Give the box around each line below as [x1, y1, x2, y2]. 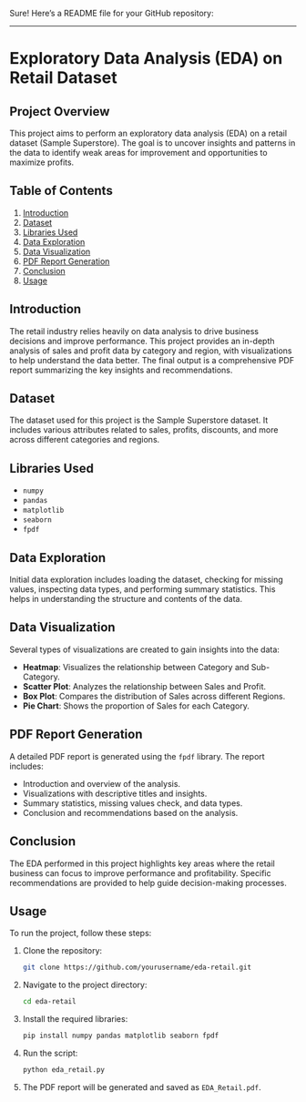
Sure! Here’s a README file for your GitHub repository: [9, 8, 214, 18]
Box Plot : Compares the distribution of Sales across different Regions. [22, 690, 286, 701]
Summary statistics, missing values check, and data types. [22, 797, 243, 809]
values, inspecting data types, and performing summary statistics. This [9, 584, 276, 595]
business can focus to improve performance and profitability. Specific [9, 867, 271, 878]
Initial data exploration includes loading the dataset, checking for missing [9, 574, 284, 586]
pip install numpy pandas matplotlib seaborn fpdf [22, 1031, 219, 1041]
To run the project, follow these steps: [9, 928, 152, 939]
